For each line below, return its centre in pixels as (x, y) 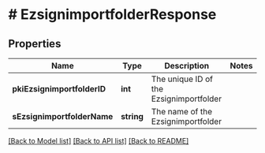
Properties (35, 44)
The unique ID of (182, 79)
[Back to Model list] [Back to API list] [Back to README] (99, 141)
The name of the (182, 112)
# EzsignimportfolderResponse (112, 15)
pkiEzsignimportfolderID (59, 89)
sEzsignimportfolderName (63, 116)
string (132, 116)
